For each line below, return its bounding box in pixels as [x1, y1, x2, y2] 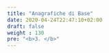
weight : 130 [7, 29, 45, 36]
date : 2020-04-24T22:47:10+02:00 [7, 17, 103, 23]
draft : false [7, 23, 45, 30]
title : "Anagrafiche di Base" [7, 10, 94, 17]
